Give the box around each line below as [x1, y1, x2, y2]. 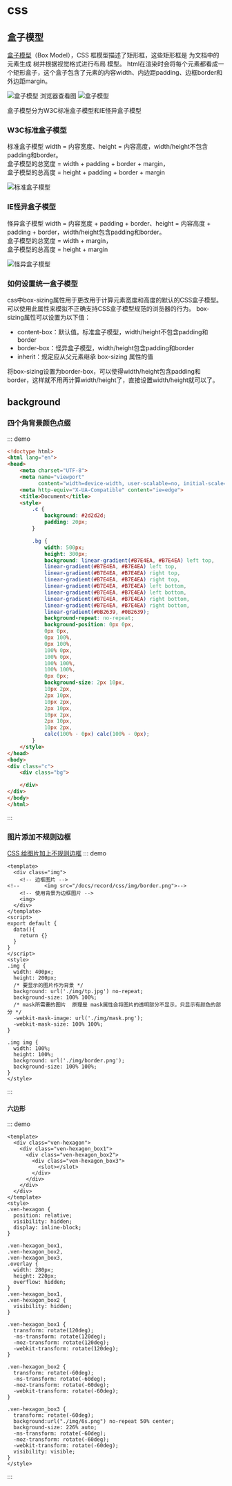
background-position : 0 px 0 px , [43, 622, 135, 628]
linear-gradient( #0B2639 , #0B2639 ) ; [43, 608, 150, 615]
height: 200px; [13, 975, 57, 981]
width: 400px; [13, 968, 54, 976]
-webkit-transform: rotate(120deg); [13, 1345, 119, 1352]
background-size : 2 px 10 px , [43, 679, 126, 687]
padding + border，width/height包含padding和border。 [7, 228, 166, 236]
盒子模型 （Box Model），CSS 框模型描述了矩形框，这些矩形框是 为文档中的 [7, 51, 220, 59]
